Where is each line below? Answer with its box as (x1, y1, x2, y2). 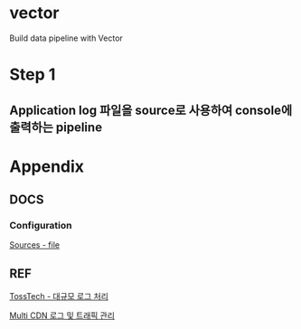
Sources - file (9, 240, 61, 250)
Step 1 (9, 64, 56, 85)
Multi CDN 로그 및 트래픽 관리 (9, 310, 116, 321)
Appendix (9, 156, 84, 176)
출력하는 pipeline (9, 119, 102, 135)
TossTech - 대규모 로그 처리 (9, 291, 108, 302)
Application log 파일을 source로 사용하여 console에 (9, 102, 292, 117)
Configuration (9, 220, 72, 232)
